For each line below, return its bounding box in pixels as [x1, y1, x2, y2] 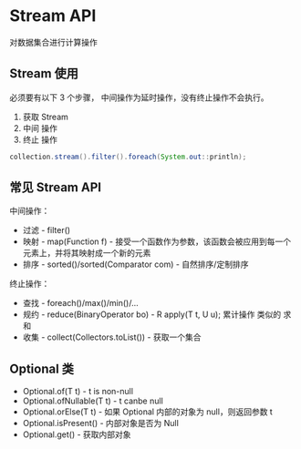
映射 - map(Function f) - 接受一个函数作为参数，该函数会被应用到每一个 [22, 236, 292, 247]
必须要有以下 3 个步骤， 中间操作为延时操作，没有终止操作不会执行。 [9, 92, 269, 103]
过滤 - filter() [22, 225, 71, 236]
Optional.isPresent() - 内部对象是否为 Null [22, 418, 180, 429]
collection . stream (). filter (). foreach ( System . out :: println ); [9, 152, 247, 161]
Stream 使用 [9, 66, 79, 82]
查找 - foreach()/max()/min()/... [22, 298, 139, 309]
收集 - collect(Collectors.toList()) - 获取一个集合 [22, 332, 202, 342]
